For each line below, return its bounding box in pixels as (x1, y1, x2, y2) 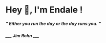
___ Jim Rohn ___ (5, 33, 40, 39)
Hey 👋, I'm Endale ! (5, 4, 83, 15)
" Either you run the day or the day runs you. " (5, 20, 101, 26)
